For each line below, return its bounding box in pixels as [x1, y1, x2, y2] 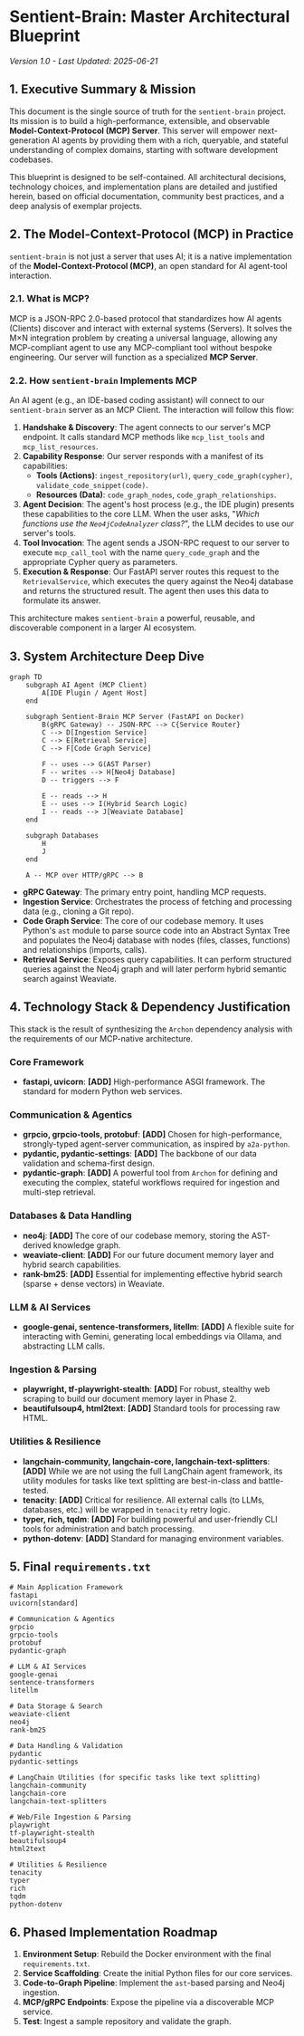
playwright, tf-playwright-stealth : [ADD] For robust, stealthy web [22, 1384, 271, 1395]
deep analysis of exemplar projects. [9, 200, 143, 211]
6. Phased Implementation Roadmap [9, 1925, 218, 1940]
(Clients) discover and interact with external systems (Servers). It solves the [9, 322, 292, 333]
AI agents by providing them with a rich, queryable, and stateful [51, 134, 289, 146]
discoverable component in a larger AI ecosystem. [9, 622, 197, 633]
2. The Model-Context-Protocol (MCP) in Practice [9, 226, 294, 242]
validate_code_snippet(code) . [35, 480, 148, 491]
